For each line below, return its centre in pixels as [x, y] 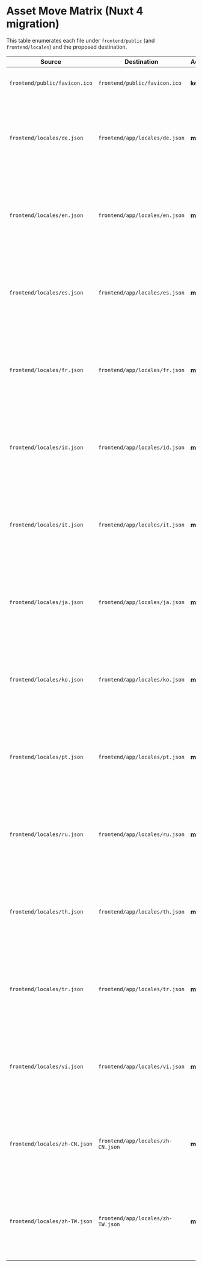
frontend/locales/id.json [46, 447]
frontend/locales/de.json [46, 138]
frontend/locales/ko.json [46, 679]
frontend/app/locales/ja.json [142, 602]
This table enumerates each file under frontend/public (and [81, 40]
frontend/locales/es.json [46, 292]
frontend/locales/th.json [46, 911]
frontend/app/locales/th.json [142, 911]
